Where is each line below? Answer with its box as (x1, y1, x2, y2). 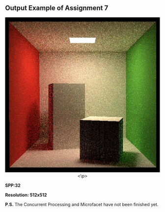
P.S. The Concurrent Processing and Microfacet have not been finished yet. (5, 201, 159, 207)
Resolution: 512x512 (5, 192, 47, 198)
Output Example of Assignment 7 (5, 4, 109, 12)
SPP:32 (5, 182, 21, 188)
